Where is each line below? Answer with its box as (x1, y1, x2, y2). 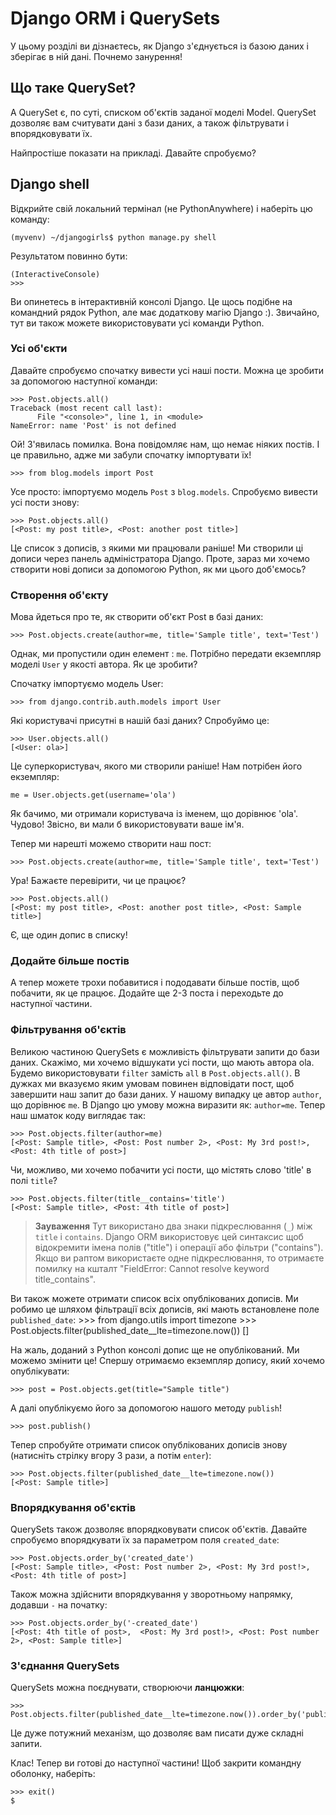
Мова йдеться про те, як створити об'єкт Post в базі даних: (10, 611, 264, 623)
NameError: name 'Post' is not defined (10, 420, 177, 431)
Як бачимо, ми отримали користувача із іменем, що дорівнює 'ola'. (10, 808, 299, 820)
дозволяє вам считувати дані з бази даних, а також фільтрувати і (10, 117, 289, 129)
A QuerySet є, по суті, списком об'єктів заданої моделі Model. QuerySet (10, 106, 317, 118)
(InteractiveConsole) (10, 269, 101, 279)
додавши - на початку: (10, 1599, 108, 1611)
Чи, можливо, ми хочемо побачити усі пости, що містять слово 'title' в (10, 1163, 312, 1176)
